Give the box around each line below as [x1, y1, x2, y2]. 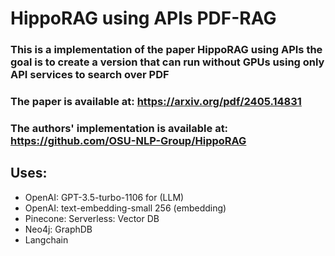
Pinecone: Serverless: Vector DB [24, 212, 160, 224]
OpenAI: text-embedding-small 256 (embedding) [24, 202, 227, 214]
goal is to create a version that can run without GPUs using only [10, 55, 325, 69]
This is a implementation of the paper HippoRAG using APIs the [10, 43, 323, 57]
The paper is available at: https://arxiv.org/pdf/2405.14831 [10, 95, 302, 109]
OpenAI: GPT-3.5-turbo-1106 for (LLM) [24, 191, 185, 203]
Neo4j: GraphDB [24, 223, 93, 235]
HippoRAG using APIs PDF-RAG [10, 7, 277, 30]
